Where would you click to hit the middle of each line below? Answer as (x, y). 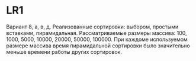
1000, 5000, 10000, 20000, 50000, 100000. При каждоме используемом (97, 39)
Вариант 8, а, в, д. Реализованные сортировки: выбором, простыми (92, 27)
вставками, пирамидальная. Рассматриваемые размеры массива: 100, (97, 33)
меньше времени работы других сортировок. (64, 52)
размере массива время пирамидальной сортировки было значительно (98, 46)
